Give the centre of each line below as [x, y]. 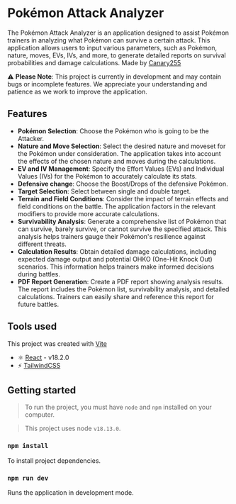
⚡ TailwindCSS [39, 365]
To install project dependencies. [54, 460]
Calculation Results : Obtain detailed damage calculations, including [117, 251]
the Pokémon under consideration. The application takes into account [119, 153]
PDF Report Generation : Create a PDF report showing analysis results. [120, 281]
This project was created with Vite [57, 343]
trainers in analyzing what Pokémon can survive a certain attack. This [109, 40]
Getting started [42, 390]
